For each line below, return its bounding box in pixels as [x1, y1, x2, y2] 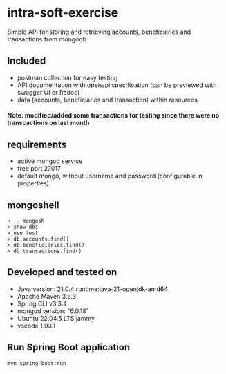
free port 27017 [17, 165, 61, 173]
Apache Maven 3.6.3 [17, 292, 77, 300]
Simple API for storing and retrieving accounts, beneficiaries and [7, 28, 191, 36]
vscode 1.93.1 [17, 321, 56, 330]
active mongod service [17, 157, 83, 165]
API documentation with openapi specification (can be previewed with [17, 81, 217, 89]
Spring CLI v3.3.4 [17, 299, 68, 308]
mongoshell [7, 199, 59, 211]
